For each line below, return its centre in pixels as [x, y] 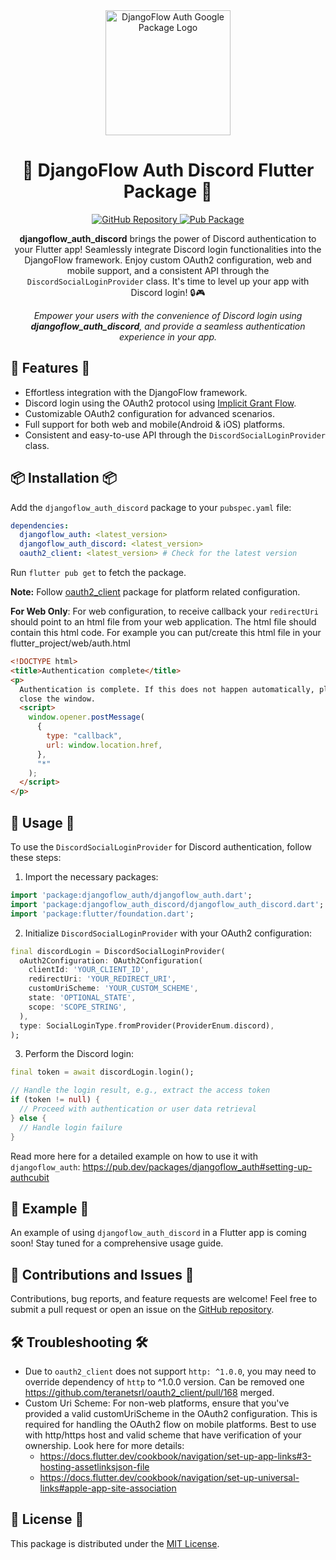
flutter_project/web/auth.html [70, 643]
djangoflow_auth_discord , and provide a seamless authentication [168, 326]
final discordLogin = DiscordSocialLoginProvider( [118, 951]
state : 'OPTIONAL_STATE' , [82, 998]
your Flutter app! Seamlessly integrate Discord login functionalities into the [168, 249]
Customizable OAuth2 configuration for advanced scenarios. [149, 413]
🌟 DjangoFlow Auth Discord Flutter [168, 170]
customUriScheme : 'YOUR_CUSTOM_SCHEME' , [113, 989]
